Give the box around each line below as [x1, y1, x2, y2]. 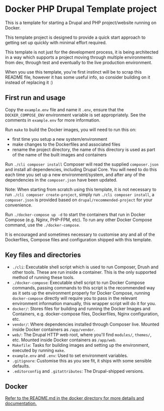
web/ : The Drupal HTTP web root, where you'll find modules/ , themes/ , [12, 332, 152, 337]
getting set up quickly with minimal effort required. [5, 39, 107, 45]
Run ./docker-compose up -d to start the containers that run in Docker [5, 211, 146, 217]
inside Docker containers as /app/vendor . [12, 326, 95, 332]
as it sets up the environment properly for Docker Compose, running [12, 290, 150, 296]
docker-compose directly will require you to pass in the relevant [12, 295, 137, 301]
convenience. [5, 202, 33, 208]
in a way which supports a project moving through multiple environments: [5, 54, 153, 60]
